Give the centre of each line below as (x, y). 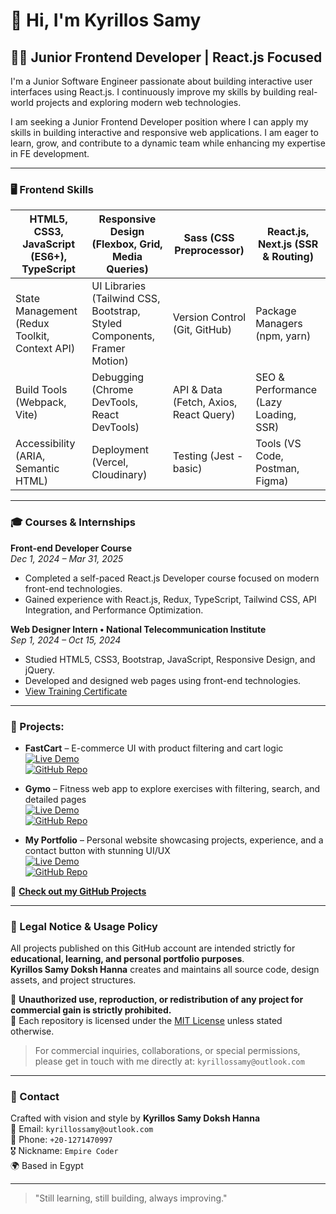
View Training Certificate (76, 691)
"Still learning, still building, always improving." (131, 1198)
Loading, (276, 415)
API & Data (197, 390)
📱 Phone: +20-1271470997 (61, 1140)
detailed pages (55, 799)
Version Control (209, 317)
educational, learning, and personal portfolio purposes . (127, 959)
